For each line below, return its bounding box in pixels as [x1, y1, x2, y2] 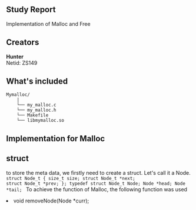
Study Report [6, 5, 56, 15]
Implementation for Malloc [6, 134, 105, 144]
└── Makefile [16, 112, 49, 118]
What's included [6, 76, 68, 86]
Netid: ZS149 [6, 59, 38, 66]
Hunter [6, 53, 24, 60]
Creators [6, 38, 39, 48]
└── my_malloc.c [16, 102, 57, 108]
